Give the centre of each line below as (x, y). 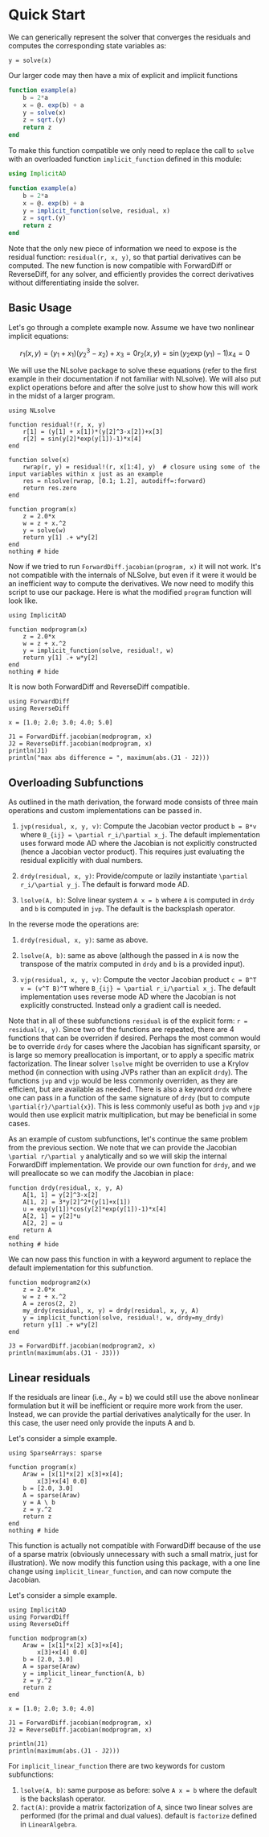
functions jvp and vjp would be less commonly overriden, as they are (123, 1081)
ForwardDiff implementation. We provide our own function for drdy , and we (132, 1165)
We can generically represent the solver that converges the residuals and (130, 37)
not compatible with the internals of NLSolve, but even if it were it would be (132, 575)
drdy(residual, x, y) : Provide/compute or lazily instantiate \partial (134, 876)
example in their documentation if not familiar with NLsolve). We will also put (135, 379)
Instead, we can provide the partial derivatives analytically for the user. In (129, 1414)
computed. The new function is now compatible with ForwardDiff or (120, 266)
